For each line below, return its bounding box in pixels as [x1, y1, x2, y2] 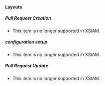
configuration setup [5, 39, 48, 45]
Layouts [5, 4, 22, 10]
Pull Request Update [5, 63, 49, 69]
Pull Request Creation [5, 15, 51, 21]
